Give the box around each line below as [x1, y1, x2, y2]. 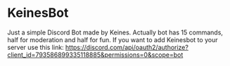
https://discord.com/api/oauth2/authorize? [65, 43, 189, 51]
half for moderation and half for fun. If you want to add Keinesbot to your [7, 35, 218, 44]
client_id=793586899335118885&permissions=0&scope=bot [7, 51, 184, 59]
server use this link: [7, 43, 65, 51]
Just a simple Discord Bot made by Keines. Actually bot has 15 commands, [7, 28, 224, 37]
